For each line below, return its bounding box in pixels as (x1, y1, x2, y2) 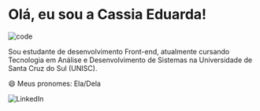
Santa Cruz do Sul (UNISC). (8, 63, 98, 72)
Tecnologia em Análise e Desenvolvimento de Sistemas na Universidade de (8, 55, 253, 65)
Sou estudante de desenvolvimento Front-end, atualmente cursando (8, 46, 230, 56)
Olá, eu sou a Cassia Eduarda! (8, 6, 207, 24)
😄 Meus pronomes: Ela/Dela (8, 79, 101, 88)
